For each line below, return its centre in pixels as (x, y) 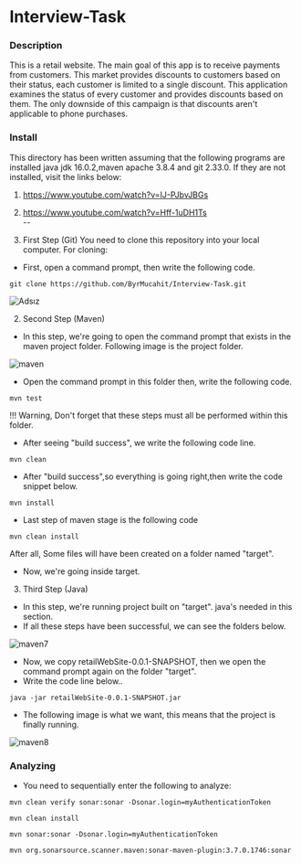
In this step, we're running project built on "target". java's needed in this (157, 606)
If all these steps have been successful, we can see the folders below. (154, 626)
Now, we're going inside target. (81, 571)
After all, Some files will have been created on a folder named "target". (142, 553)
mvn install (32, 503)
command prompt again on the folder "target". (109, 671)
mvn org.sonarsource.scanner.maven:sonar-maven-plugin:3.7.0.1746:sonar (150, 851)
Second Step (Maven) (63, 318)
